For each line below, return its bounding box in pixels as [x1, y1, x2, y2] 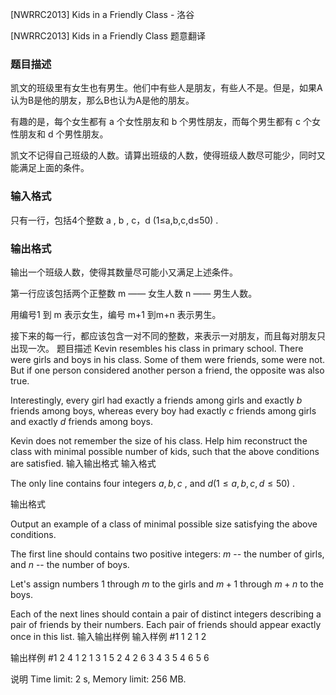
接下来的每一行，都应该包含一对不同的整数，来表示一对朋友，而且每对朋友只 [10, 329, 326, 342]
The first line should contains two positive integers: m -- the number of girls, [10, 548, 325, 560]
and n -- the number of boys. [10, 558, 130, 570]
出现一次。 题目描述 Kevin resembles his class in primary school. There [10, 342, 304, 354]
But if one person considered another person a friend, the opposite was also [10, 364, 325, 376]
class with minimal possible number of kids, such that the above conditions [10, 445, 320, 457]
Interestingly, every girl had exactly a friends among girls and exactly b [10, 394, 303, 406]
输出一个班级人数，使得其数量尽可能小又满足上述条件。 [10, 266, 238, 278]
